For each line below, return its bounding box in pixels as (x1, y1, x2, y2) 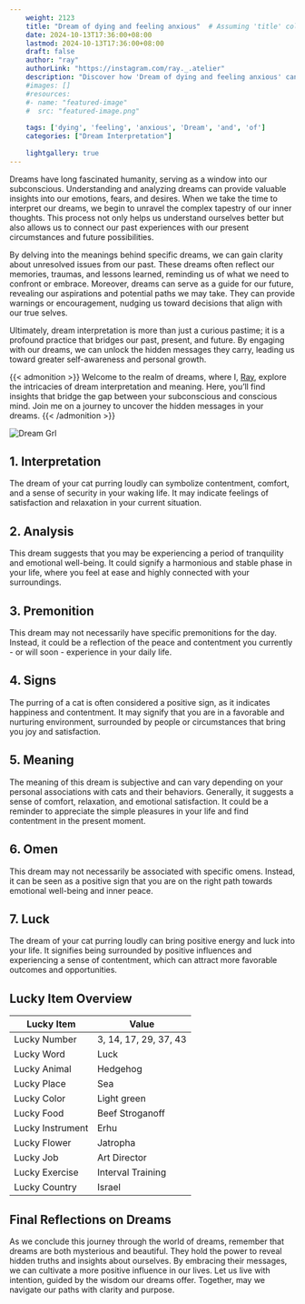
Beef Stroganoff (96, 1107, 165, 1119)
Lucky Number (14, 1033, 77, 1046)
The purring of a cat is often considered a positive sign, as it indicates (9, 697, 271, 707)
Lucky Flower (14, 1137, 72, 1149)
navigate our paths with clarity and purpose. (9, 1284, 175, 1295)
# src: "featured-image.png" (25, 106, 141, 115)
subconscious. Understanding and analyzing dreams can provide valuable (9, 183, 287, 194)
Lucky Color (14, 1092, 66, 1105)
